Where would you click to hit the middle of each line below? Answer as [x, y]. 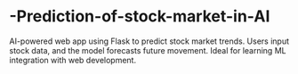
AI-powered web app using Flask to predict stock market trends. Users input [149, 41]
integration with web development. [72, 60]
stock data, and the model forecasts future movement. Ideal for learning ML [148, 50]
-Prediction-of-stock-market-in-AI [140, 16]
